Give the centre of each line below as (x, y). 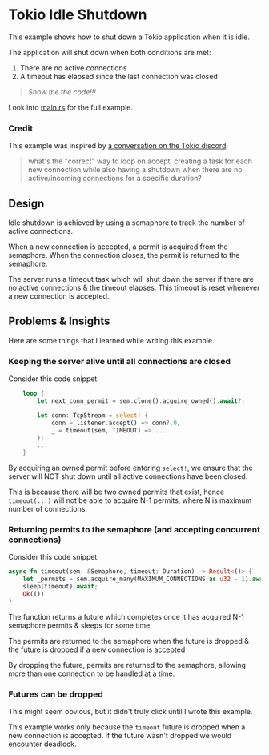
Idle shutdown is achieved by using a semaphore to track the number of (127, 223)
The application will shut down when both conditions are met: (110, 52)
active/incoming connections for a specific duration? (114, 179)
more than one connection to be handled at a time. (92, 673)
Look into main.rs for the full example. (71, 107)
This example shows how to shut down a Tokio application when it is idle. (129, 37)
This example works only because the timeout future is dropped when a (127, 727)
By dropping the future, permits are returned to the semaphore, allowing (127, 665)
